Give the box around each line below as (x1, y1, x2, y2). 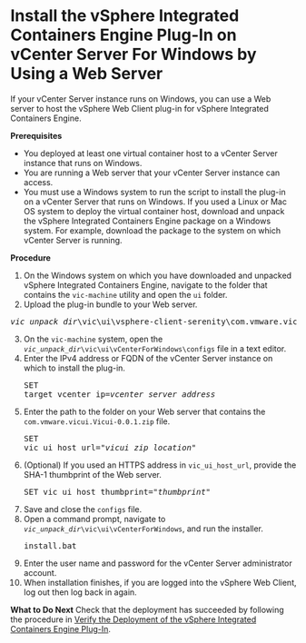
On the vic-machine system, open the (23, 333, 163, 344)
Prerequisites (10, 130, 63, 141)
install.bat (23, 540, 77, 550)
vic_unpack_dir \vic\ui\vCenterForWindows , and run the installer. (23, 523, 264, 534)
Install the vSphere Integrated (10, 5, 240, 26)
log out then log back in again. (23, 587, 137, 598)
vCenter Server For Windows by (10, 45, 257, 64)
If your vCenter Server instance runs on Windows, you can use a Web (10, 93, 271, 104)
